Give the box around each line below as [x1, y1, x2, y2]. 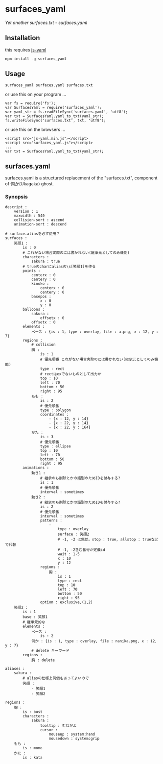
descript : [5, 204, 27, 209]
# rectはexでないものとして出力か [40, 371, 102, 376]
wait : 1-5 [57, 551, 80, 557]
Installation [5, 34, 40, 42]
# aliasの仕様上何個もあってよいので [23, 675, 89, 681]
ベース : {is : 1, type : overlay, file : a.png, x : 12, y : [31, 329, 159, 334]
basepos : [31, 294, 51, 299]
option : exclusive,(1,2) [40, 599, 93, 605]
